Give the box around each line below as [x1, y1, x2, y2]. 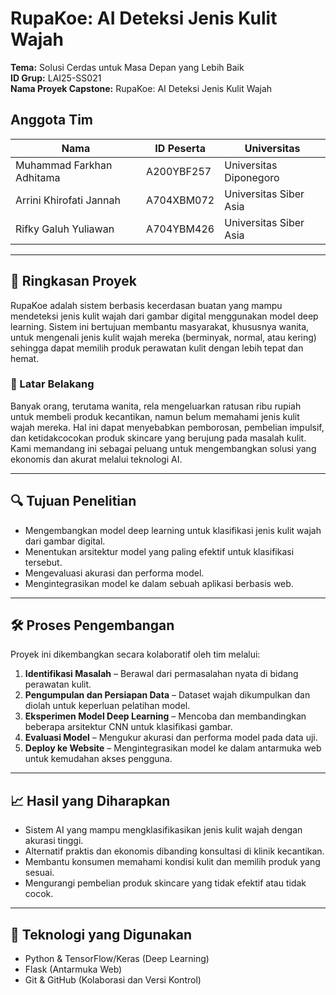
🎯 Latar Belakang [10, 377, 95, 391]
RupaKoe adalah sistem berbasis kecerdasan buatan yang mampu [10, 299, 283, 311]
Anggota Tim [10, 112, 93, 129]
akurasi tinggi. [24, 835, 84, 847]
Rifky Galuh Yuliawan [15, 222, 115, 236]
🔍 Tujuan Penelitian [10, 493, 137, 510]
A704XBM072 [146, 193, 215, 207]
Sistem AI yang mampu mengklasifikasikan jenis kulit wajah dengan [24, 824, 303, 836]
